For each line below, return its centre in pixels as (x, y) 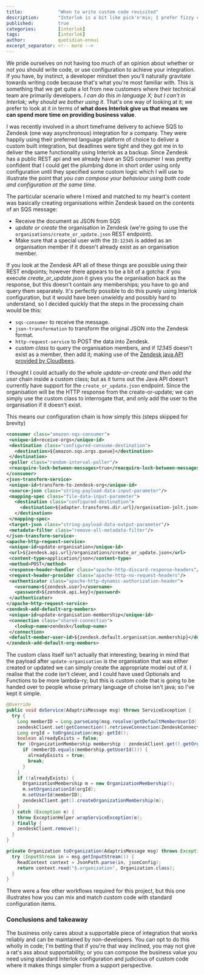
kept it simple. (24, 694)
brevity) (16, 423)
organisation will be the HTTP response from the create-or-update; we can (100, 392)
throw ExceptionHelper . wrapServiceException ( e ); (80, 818)
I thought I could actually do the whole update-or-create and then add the (99, 372)
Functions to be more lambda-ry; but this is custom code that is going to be (101, 680)
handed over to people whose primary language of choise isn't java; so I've (100, 687)
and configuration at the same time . (51, 184)
